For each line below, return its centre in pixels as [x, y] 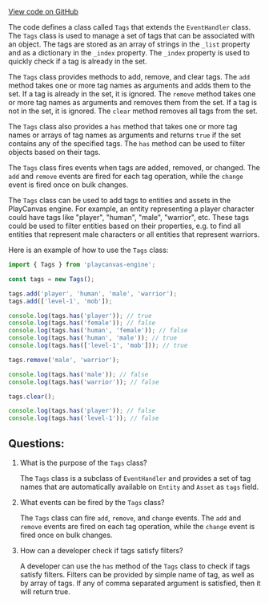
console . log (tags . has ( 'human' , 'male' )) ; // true [93, 338]
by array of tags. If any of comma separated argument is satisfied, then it [140, 583]
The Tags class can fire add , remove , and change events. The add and [130, 518]
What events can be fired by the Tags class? [92, 502]
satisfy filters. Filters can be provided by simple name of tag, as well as [137, 574]
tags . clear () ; [32, 397]
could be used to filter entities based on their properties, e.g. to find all [125, 226]
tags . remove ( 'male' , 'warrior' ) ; [64, 360]
